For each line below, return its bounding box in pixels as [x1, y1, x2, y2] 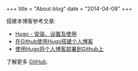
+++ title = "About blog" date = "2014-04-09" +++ [6, 5, 133, 12]
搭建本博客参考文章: [6, 17, 56, 25]
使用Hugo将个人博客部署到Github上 [15, 45, 104, 52]
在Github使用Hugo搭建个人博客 [15, 38, 94, 45]
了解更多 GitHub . [6, 58, 48, 65]
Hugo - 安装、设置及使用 [15, 30, 77, 37]
